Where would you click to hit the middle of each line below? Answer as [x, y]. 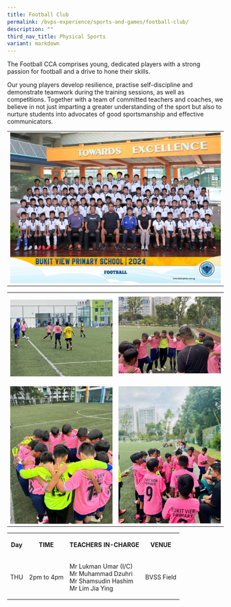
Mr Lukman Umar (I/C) [101, 566]
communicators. [30, 121]
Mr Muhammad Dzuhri [101, 573]
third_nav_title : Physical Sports [57, 37]
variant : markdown [33, 44]
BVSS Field [161, 577]
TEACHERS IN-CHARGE [104, 544]
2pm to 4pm [46, 577]
